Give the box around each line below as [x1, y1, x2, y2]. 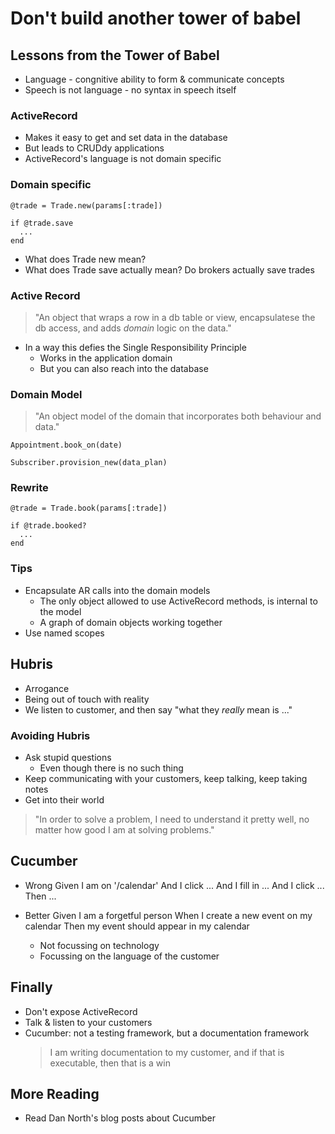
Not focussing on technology [39, 939, 160, 951]
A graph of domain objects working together [39, 616, 223, 628]
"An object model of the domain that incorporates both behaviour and [34, 410, 322, 422]
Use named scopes [24, 627, 105, 639]
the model [39, 605, 82, 617]
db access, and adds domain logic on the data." [34, 322, 232, 334]
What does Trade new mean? [24, 253, 147, 265]
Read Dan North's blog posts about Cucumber [24, 1112, 216, 1124]
